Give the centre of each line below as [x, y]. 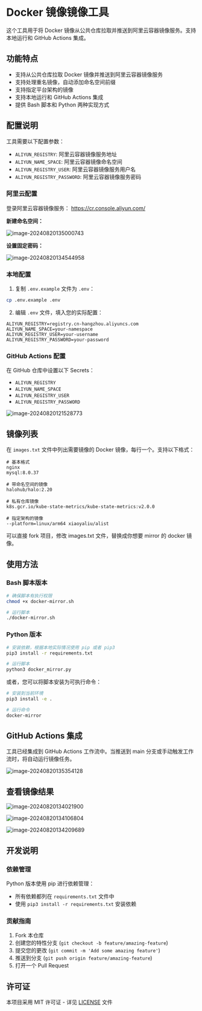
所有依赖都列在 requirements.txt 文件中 [65, 896]
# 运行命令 [18, 710]
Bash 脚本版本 [27, 583]
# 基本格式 [18, 462]
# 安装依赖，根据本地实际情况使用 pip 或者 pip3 [61, 647]
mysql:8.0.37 [23, 473]
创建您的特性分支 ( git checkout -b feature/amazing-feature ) [92, 943]
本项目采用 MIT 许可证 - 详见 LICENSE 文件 [59, 1002]
